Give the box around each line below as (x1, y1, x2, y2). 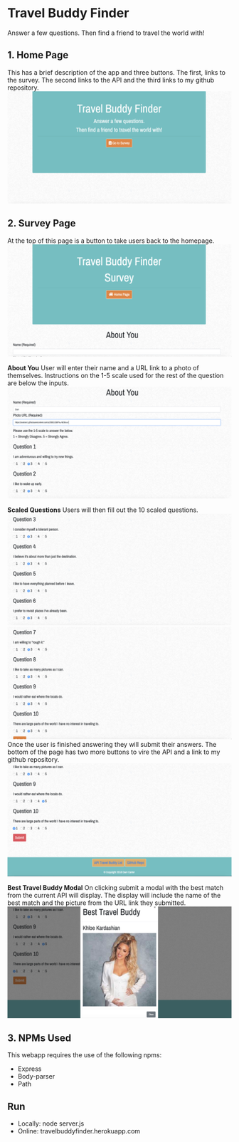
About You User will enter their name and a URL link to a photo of (7, 364, 199, 372)
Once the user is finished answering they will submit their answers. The (7, 740, 217, 748)
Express (17, 1064, 42, 1073)
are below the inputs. (7, 379, 69, 387)
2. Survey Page (7, 217, 76, 229)
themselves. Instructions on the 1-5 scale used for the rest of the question (7, 372, 224, 380)
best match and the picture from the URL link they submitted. (7, 899, 186, 907)
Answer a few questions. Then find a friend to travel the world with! (7, 28, 205, 37)
